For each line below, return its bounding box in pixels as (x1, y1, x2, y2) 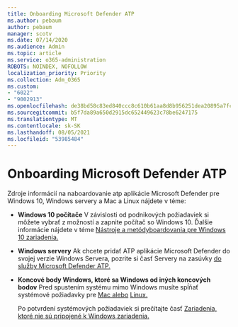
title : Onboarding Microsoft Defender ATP (7, 10, 135, 18)
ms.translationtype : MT (7, 115, 78, 122)
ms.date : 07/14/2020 (7, 37, 69, 44)
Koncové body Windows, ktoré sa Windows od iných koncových (17, 275, 211, 284)
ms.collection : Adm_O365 (7, 76, 81, 84)
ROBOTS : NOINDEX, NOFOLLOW (7, 63, 87, 70)
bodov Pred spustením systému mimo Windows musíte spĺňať (17, 283, 199, 292)
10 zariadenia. (17, 233, 59, 241)
